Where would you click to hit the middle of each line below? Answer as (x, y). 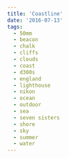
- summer (26, 137)
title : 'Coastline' (35, 14)
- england (27, 79)
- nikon (24, 92)
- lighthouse (32, 85)
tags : (15, 27)
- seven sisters (37, 117)
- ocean (24, 99)
